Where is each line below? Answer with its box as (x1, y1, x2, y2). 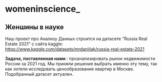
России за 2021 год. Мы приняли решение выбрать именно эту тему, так (5, 61, 158, 66)
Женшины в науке (5, 23, 64, 31)
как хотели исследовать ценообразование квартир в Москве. (5, 66, 134, 72)
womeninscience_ (5, 3, 81, 15)
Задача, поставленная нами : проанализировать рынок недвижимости (5, 56, 155, 61)
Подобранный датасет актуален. (5, 71, 74, 77)
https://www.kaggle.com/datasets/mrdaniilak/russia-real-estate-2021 (5, 46, 145, 52)
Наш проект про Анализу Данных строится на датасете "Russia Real (5, 36, 148, 41)
